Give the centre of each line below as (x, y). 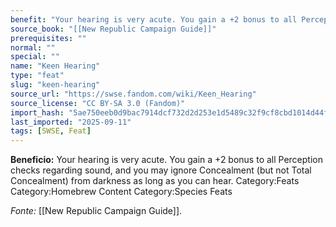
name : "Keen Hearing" (55, 66)
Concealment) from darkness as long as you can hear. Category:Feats (155, 181)
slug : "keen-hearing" (55, 85)
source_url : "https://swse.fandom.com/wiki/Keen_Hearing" (133, 94)
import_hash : (37, 112)
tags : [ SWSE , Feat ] (51, 131)
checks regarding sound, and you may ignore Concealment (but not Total (161, 170)
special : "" (35, 57)
